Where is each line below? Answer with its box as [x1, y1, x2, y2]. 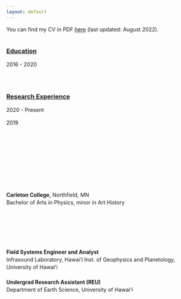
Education [6, 46, 37, 55]
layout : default [6, 8, 47, 15]
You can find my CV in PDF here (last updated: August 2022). [6, 25, 159, 33]
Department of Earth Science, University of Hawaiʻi [6, 286, 133, 293]
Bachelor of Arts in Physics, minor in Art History [6, 199, 125, 206]
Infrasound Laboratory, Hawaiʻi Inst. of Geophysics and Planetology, [6, 256, 176, 263]
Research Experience [6, 92, 71, 100]
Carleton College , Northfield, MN [6, 191, 89, 199]
